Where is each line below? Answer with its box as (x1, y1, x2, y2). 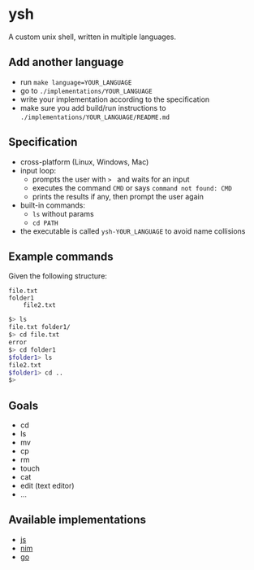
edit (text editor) (19, 481, 75, 491)
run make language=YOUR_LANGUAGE (19, 77, 132, 86)
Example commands (8, 249, 114, 263)
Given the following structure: (8, 271, 108, 281)
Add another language (8, 55, 124, 69)
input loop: (19, 165, 57, 175)
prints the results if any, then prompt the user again (32, 191, 204, 201)
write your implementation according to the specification (19, 94, 210, 104)
